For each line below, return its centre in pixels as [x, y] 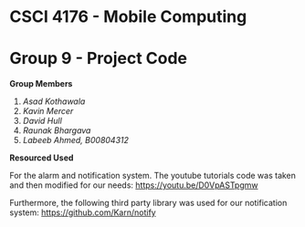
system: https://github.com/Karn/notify [83, 212]
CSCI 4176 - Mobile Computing [128, 17]
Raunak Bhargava [57, 130]
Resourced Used [42, 158]
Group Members [41, 84]
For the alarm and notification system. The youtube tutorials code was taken [153, 176]
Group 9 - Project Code [99, 59]
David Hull [42, 121]
